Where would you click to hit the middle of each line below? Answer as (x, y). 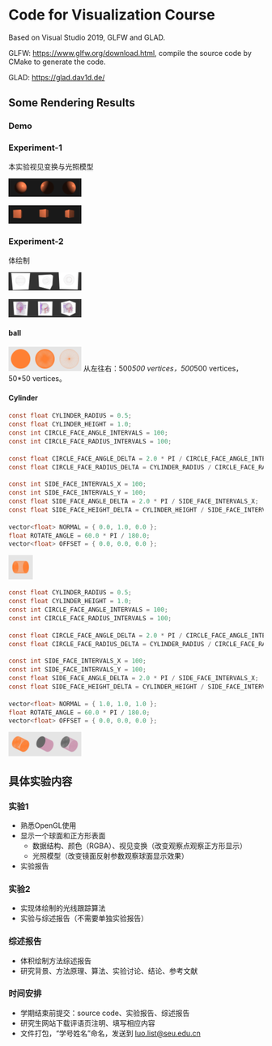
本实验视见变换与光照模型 (51, 166)
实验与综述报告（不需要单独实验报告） (84, 919)
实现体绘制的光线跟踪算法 (63, 908)
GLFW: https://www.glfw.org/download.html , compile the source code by (130, 53)
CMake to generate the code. (57, 62)
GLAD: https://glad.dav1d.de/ (57, 77)
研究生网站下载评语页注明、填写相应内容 (87, 1022)
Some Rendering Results (72, 103)
